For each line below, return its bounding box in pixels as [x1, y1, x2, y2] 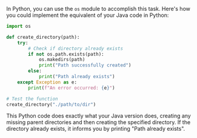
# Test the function [6, 96, 59, 102]
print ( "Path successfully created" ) [38, 62, 132, 68]
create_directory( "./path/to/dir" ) [6, 101, 96, 108]
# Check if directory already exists [28, 45, 123, 51]
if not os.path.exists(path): [28, 51, 104, 57]
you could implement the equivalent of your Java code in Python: [6, 11, 169, 19]
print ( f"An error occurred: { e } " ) [28, 85, 115, 91]
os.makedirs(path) [38, 57, 85, 63]
